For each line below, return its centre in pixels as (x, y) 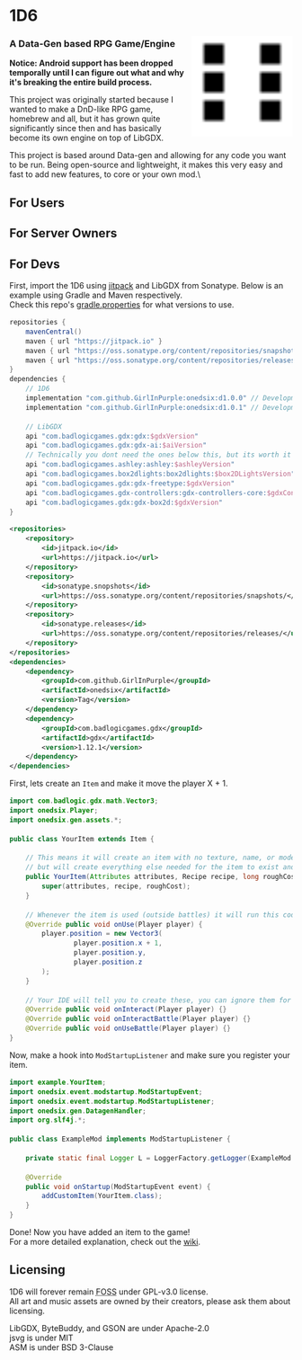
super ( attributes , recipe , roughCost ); (116, 886)
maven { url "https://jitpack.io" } (94, 341)
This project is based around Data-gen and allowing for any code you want (148, 156)
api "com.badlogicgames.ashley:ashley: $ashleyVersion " (130, 465)
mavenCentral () (54, 332)
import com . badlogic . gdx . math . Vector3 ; (84, 801)
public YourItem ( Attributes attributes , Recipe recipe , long (142, 877)
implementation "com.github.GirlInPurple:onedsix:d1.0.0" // (142, 398)
